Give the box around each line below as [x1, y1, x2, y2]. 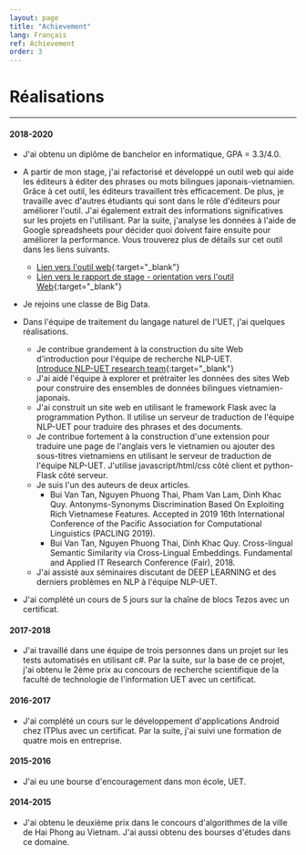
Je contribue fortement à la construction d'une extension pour [36, 431, 270, 443]
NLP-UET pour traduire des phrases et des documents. [36, 422, 243, 433]
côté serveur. [58, 470, 108, 481]
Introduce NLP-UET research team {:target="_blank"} [36, 363, 235, 374]
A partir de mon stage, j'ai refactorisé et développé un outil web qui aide [22, 166, 294, 178]
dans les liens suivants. [22, 244, 111, 255]
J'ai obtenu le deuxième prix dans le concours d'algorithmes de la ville [22, 818, 289, 829]
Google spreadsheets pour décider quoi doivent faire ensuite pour [22, 224, 271, 235]
